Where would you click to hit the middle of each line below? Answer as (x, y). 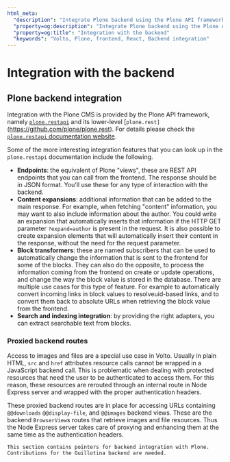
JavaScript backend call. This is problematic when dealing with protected (111, 370)
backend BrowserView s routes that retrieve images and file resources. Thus (112, 420)
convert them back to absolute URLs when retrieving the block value (114, 302)
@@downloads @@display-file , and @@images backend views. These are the (110, 413)
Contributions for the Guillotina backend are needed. (87, 453)
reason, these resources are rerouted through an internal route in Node (107, 385)
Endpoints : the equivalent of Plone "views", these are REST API (106, 170)
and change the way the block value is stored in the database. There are (119, 280)
